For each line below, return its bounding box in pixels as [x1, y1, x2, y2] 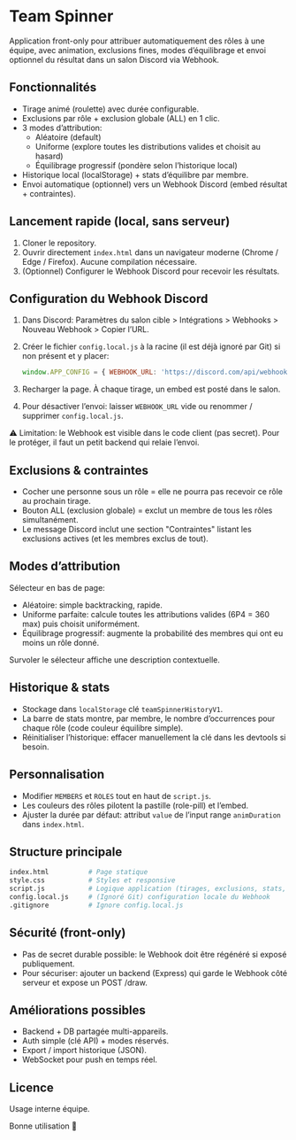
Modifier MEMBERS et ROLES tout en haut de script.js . [21, 790, 212, 801]
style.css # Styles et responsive [9, 876, 176, 885]
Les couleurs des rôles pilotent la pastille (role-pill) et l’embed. [21, 800, 249, 810]
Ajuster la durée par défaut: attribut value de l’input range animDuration [21, 809, 281, 820]
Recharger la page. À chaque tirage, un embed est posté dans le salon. [21, 384, 281, 395]
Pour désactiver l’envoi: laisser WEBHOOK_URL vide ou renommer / [21, 401, 254, 412]
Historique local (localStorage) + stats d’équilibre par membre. [21, 169, 249, 180]
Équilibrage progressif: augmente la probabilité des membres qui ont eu [21, 627, 284, 639]
